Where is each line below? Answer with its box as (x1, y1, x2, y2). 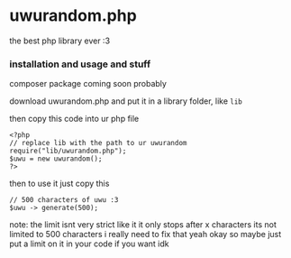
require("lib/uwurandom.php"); (9, 146, 127, 156)
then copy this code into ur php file (9, 114, 140, 124)
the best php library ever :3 (9, 35, 111, 46)
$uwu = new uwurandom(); (9, 154, 103, 163)
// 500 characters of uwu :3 (9, 196, 119, 205)
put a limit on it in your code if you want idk (9, 238, 169, 249)
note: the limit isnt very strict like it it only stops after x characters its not (9, 219, 277, 230)
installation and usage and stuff (9, 58, 151, 70)
